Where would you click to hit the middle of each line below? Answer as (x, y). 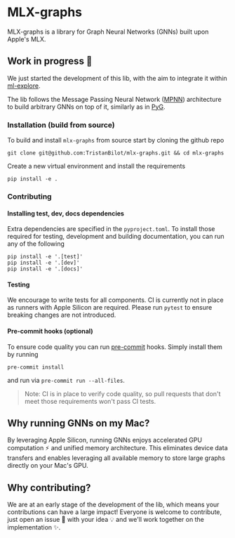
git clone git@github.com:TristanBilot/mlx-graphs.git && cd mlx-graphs (116, 153)
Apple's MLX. (27, 39)
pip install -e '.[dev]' (43, 263)
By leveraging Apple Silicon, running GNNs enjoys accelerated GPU (105, 440)
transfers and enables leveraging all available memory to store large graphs (116, 458)
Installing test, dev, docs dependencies (66, 213)
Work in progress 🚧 (50, 61)
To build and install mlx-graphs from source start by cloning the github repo (116, 140)
